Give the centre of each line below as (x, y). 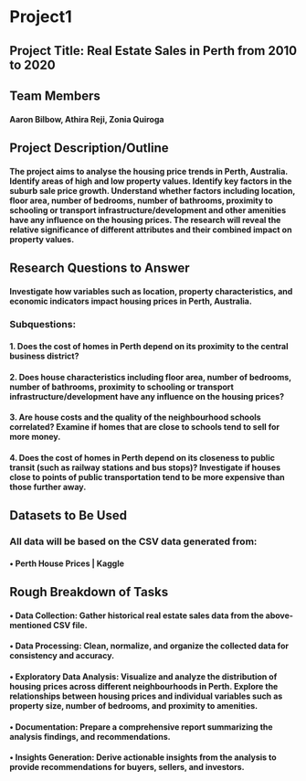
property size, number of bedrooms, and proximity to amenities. (134, 705)
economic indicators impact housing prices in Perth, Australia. (131, 301)
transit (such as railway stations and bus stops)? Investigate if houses (145, 467)
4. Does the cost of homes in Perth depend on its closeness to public (142, 457)
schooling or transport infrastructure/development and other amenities (148, 210)
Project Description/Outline (89, 148)
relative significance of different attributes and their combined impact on (151, 230)
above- (280, 615)
